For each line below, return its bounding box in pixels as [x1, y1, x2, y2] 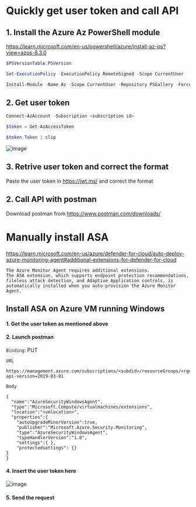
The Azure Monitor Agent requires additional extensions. [6, 268, 150, 273]
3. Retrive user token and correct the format [6, 162, 169, 172]
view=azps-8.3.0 [6, 49, 47, 56]
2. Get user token [6, 98, 70, 108]
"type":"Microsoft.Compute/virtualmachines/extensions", [11, 404, 153, 410]
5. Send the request [6, 494, 55, 501]
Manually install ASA [6, 230, 109, 244]
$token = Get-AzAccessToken [6, 124, 75, 130]
